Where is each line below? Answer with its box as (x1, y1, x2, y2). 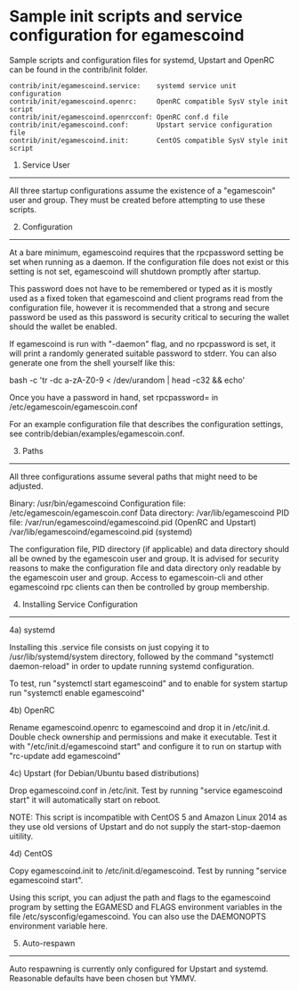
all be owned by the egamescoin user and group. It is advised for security (9, 553, 279, 564)
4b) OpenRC (9, 705, 55, 715)
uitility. (9, 830, 34, 841)
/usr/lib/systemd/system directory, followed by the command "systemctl (9, 651, 274, 662)
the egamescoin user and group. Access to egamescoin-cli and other (9, 572, 264, 582)
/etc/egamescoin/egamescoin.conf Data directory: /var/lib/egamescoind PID (9, 507, 289, 518)
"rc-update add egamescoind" (9, 750, 122, 761)
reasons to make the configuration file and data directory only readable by (9, 562, 282, 573)
